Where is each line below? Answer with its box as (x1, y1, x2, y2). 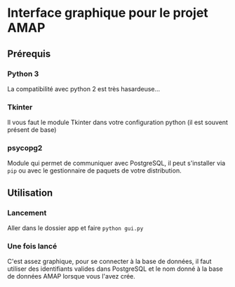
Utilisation (7, 187, 53, 199)
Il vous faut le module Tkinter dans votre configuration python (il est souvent (7, 118, 228, 127)
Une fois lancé (7, 241, 58, 251)
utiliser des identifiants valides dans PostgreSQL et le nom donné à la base (7, 265, 223, 273)
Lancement (7, 208, 47, 218)
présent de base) (7, 126, 57, 134)
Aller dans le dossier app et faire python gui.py (7, 224, 144, 232)
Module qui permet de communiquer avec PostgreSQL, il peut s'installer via (7, 159, 226, 168)
